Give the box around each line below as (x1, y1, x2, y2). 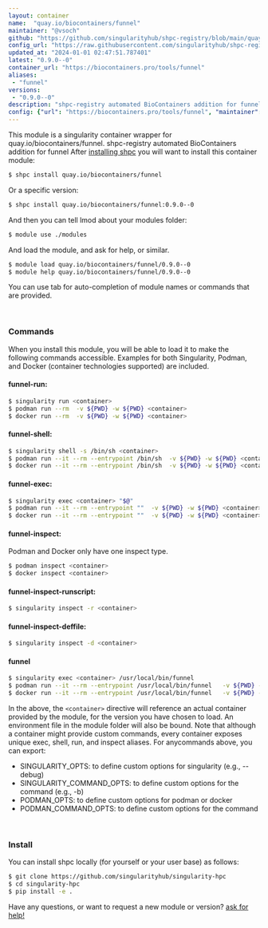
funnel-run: (8, 380, 48, 389)
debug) (19, 770, 45, 780)
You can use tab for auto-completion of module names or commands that (8, 282, 250, 292)
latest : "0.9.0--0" (8, 57, 73, 65)
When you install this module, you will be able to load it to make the (8, 344, 230, 353)
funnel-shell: (8, 429, 53, 439)
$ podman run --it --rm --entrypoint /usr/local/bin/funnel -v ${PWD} (8, 681, 255, 690)
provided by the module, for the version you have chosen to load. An (8, 712, 234, 722)
